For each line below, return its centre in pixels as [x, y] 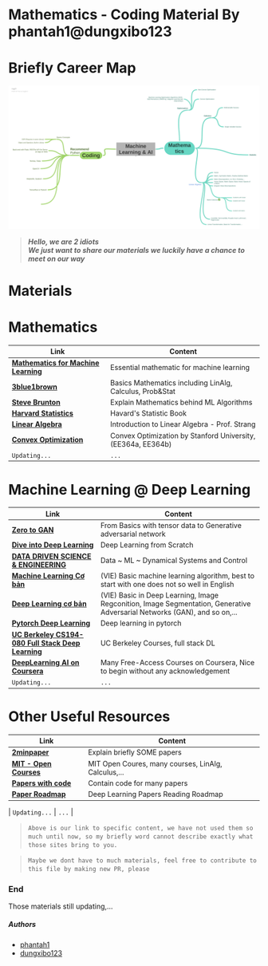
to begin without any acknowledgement [165, 671]
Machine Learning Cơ [48, 575]
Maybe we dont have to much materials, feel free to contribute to [142, 860]
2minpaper [30, 752]
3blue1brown [34, 387]
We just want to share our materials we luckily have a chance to [136, 250]
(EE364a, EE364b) [141, 444]
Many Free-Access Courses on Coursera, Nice [177, 662]
